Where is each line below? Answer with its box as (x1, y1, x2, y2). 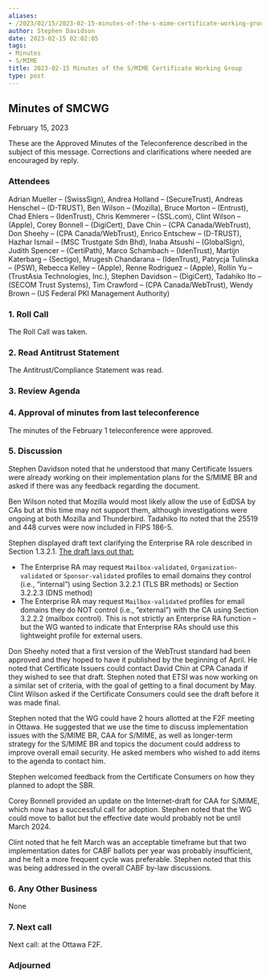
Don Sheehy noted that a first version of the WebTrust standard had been (8, 646, 252, 655)
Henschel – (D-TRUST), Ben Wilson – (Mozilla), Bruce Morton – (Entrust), (8, 202, 249, 212)
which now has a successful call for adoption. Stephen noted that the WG (8, 804, 252, 814)
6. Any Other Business (8, 883, 98, 894)
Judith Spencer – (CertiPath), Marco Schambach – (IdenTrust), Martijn (8, 245, 239, 255)
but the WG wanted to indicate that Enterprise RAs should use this (19, 622, 239, 631)
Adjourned (8, 960, 51, 972)
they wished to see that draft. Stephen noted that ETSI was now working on (8, 672, 259, 681)
